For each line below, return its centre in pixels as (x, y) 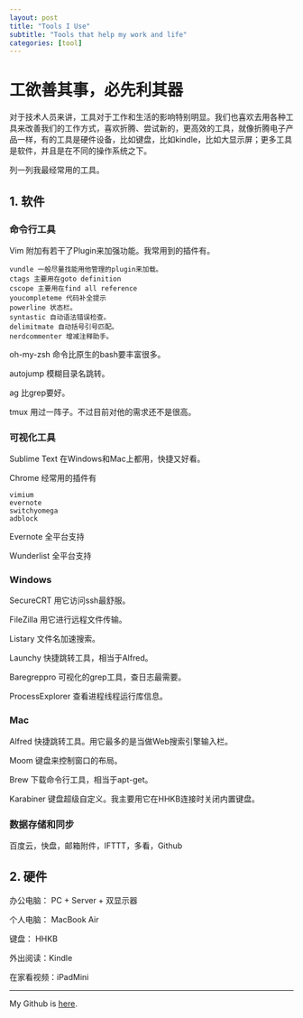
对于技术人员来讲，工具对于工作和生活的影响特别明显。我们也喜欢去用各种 (147, 117)
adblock (24, 519)
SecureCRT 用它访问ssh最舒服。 (70, 600)
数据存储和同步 (42, 824)
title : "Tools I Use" (50, 26)
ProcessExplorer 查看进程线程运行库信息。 (89, 697)
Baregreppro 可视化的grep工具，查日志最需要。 (98, 677)
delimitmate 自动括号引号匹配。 (64, 327)
